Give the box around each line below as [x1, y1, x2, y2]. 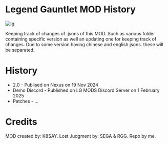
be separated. [5, 47, 35, 53]
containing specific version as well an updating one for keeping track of [5, 36, 157, 42]
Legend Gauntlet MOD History [5, 4, 136, 15]
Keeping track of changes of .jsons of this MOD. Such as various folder [5, 30, 155, 36]
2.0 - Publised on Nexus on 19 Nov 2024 [12, 81, 99, 88]
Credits [5, 116, 37, 128]
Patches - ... [12, 98, 39, 104]
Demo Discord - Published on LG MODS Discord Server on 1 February [12, 87, 160, 93]
